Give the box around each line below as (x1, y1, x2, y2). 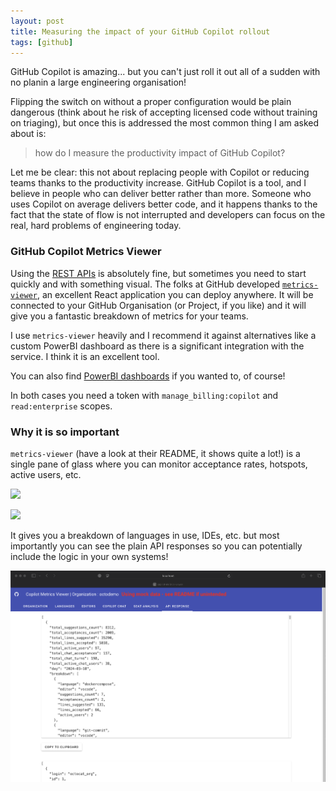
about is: (10, 128, 47, 140)
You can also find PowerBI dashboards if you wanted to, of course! (10, 370, 286, 382)
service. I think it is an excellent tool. (10, 350, 160, 362)
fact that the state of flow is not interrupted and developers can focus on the (10, 209, 326, 221)
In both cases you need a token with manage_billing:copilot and (10, 389, 279, 401)
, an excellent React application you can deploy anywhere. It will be (36, 288, 314, 300)
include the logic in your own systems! (10, 550, 169, 562)
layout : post (10, 16, 65, 26)
